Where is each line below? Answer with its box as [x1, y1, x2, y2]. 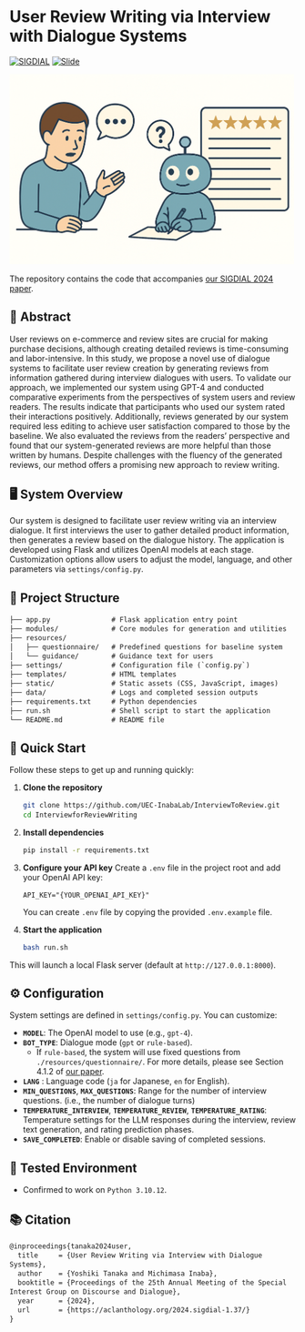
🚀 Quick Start [9, 740, 86, 756]
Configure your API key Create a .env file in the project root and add [22, 862, 281, 873]
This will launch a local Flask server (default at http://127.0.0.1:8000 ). [9, 959, 276, 971]
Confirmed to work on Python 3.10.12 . [22, 1185, 168, 1195]
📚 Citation [9, 1212, 71, 1227]
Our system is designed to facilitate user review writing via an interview [9, 515, 278, 526]
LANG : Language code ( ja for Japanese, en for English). [22, 1076, 230, 1087]
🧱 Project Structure [9, 590, 120, 605]
